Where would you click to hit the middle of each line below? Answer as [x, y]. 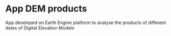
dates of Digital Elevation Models [40, 27]
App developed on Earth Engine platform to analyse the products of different [86, 22]
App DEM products [46, 9]
